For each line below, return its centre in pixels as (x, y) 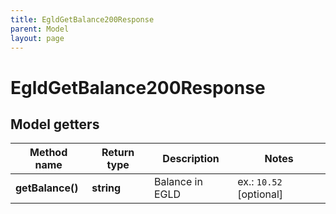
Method (48, 153)
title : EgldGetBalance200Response (82, 19)
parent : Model (40, 29)
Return (118, 153)
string (106, 188)
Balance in (178, 182)
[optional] (260, 194)
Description (191, 159)
